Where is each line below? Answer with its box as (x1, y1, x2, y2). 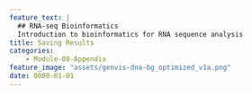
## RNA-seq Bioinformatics (17, 21, 119, 30)
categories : (9, 47, 54, 56)
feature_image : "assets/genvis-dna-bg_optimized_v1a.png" (9, 64, 231, 73)
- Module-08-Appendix (25, 55, 106, 64)
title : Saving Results (9, 38, 94, 47)
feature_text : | (9, 13, 70, 22)
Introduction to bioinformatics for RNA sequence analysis (17, 30, 244, 38)
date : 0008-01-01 (9, 72, 75, 81)
